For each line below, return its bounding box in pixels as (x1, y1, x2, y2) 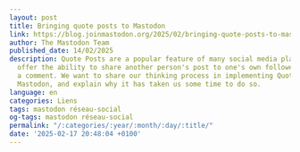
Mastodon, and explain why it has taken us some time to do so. (17, 80, 262, 89)
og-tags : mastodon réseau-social (9, 113, 134, 122)
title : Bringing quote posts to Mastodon (9, 21, 166, 30)
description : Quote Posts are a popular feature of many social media (9, 55, 278, 63)
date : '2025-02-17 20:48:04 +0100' (9, 130, 142, 139)
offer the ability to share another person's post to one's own (17, 63, 262, 72)
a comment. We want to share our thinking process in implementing (17, 72, 274, 80)
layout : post (9, 13, 58, 22)
